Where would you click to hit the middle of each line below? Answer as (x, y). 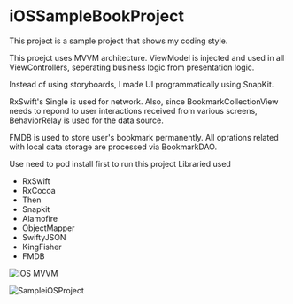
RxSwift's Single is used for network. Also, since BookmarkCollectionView (144, 101)
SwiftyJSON (44, 237)
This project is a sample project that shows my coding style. (119, 41)
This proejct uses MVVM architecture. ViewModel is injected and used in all (147, 57)
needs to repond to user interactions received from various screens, (134, 110)
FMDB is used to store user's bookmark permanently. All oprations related (144, 137)
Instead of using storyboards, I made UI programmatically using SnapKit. (142, 84)
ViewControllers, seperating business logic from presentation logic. (132, 67)
